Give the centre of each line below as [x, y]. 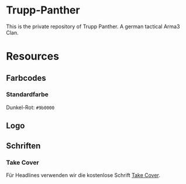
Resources [33, 57]
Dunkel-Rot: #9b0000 [30, 107]
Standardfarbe [27, 94]
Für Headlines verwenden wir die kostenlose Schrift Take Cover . [83, 175]
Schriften [23, 146]
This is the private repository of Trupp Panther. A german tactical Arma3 [93, 26]
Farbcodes [26, 78]
